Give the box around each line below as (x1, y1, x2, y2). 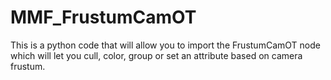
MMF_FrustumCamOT (10, 6, 197, 29)
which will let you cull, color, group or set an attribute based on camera (10, 49, 303, 61)
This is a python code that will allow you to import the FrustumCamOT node (10, 39, 321, 51)
